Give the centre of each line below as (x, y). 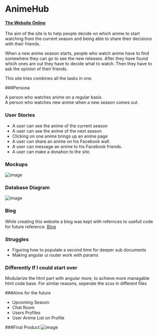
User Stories (20, 115)
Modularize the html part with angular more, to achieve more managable (77, 278)
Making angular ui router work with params (55, 255)
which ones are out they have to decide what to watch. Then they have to (79, 64)
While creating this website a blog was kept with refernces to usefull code (79, 221)
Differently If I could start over (41, 268)
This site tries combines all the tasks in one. (49, 79)
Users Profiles (26, 313)
